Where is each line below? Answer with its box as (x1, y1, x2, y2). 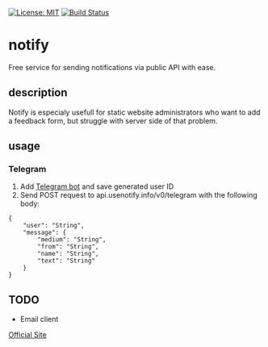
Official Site (8, 330, 47, 340)
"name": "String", (37, 250, 99, 258)
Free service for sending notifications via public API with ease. (8, 62, 216, 72)
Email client (19, 315, 59, 324)
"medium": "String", (37, 236, 107, 244)
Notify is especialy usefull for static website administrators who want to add (8, 107, 261, 117)
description (8, 86, 68, 100)
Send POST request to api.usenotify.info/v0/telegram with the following (19, 190, 258, 200)
